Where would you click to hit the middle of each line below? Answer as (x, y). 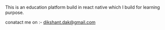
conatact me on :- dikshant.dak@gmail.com (50, 22)
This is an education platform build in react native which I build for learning (82, 7)
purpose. (15, 12)
